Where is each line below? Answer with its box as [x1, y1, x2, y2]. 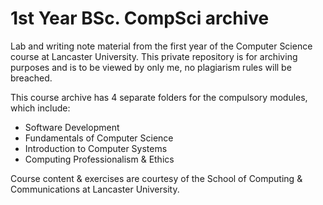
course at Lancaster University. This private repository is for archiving [10, 50, 298, 62]
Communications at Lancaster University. [10, 183, 180, 195]
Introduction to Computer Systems [24, 142, 168, 154]
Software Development [24, 121, 120, 133]
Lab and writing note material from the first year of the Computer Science [10, 40, 313, 52]
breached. [10, 72, 53, 84]
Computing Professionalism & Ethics [24, 153, 175, 165]
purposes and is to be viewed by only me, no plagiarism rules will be [10, 61, 292, 73]
